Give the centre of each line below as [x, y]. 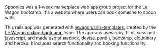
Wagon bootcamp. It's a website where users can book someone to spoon [80, 12]
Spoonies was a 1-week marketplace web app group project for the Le [76, 7]
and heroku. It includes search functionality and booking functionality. [76, 43]
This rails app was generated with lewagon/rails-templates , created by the [80, 27]
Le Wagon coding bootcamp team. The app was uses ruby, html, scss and [80, 32]
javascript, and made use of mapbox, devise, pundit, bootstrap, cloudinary [80, 38]
